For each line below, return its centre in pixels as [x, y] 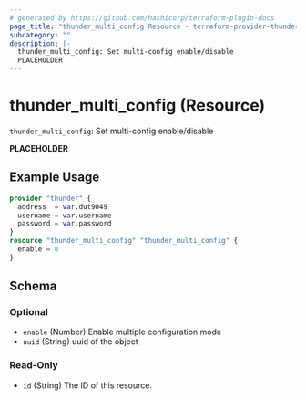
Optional [29, 312]
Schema [33, 286]
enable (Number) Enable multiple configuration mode [122, 332]
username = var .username [65, 216]
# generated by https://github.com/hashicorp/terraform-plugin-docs [142, 18]
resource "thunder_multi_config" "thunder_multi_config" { [124, 241]
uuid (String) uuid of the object [80, 342]
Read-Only [34, 365]
